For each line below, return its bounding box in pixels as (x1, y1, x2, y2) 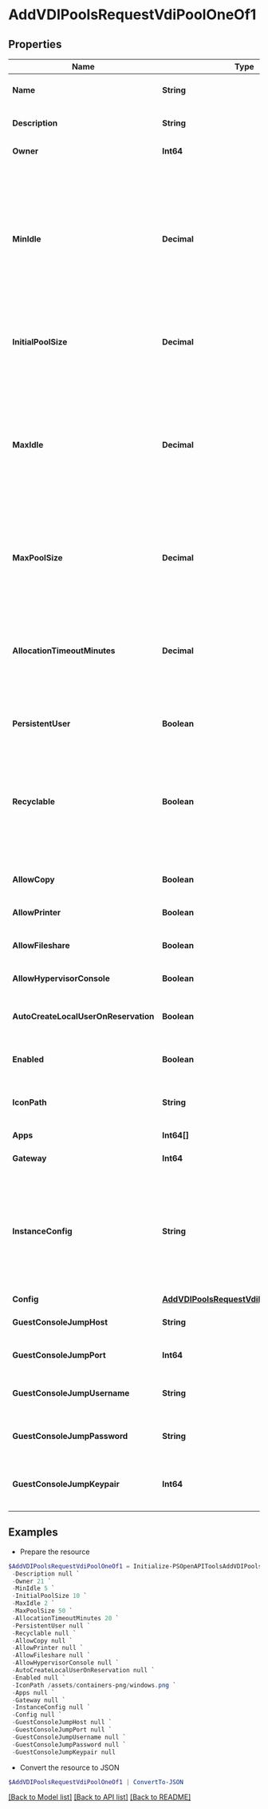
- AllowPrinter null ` (11, 1644, 84, 1652)
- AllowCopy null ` (11, 1636, 73, 1644)
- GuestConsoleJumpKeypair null (11, 1748, 116, 1756)
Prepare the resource (19, 1547, 90, 1556)
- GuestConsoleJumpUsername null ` (11, 1733, 127, 1741)
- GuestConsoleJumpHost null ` (11, 1719, 112, 1727)
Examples (8, 1525, 58, 1540)
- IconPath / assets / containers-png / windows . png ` (11, 1681, 177, 1689)
